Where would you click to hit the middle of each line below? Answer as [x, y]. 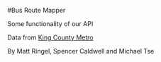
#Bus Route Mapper [37, 10]
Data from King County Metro [50, 37]
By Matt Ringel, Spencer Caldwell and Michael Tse [81, 51]
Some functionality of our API [50, 24]
